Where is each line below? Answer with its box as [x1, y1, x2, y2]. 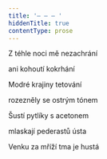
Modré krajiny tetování [8, 79, 82, 89]
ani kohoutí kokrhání [8, 64, 75, 74]
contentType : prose [8, 26, 73, 35]
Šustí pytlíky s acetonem [8, 111, 89, 120]
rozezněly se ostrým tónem [8, 96, 98, 105]
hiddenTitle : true [8, 19, 69, 27]
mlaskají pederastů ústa [8, 126, 87, 137]
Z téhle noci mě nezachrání [8, 49, 98, 59]
